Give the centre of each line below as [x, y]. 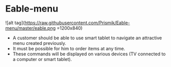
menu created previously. [39, 43]
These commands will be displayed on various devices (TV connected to [89, 54]
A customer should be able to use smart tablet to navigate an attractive [87, 38]
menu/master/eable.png [31, 28]
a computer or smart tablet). [42, 59]
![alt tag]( [15, 23]
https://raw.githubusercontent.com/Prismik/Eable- [77, 23]
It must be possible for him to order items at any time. [69, 48]
